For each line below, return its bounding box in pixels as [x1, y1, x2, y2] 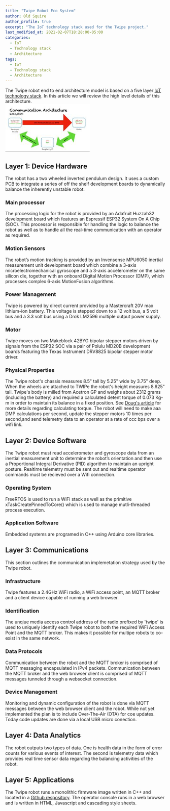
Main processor [5, 199, 45, 206]
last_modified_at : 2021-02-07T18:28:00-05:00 [5, 30, 103, 35]
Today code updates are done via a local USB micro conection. [5, 716, 137, 722]
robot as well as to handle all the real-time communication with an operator [5, 227, 162, 233]
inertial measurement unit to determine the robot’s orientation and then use [5, 455, 162, 462]
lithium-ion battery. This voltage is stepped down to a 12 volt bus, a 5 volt [5, 308, 158, 314]
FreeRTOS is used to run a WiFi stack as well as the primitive [5, 496, 132, 502]
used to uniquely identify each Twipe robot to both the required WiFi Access [5, 624, 165, 630]
